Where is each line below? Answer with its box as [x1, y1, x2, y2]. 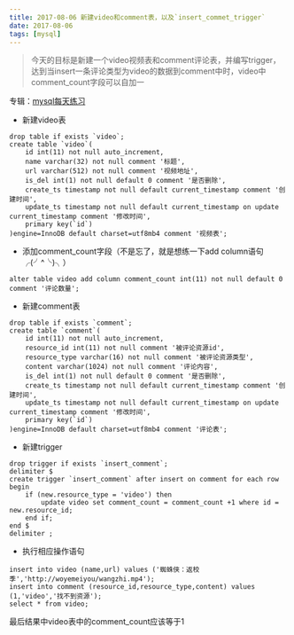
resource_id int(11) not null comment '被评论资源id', [25, 343, 225, 353]
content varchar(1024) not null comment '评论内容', [25, 363, 219, 372]
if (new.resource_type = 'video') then [25, 490, 173, 499]
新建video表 [21, 114, 66, 125]
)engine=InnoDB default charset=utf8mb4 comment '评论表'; [9, 425, 228, 435]
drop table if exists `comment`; [9, 318, 133, 328]
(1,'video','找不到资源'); [9, 592, 102, 601]
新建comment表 [21, 301, 81, 311]
